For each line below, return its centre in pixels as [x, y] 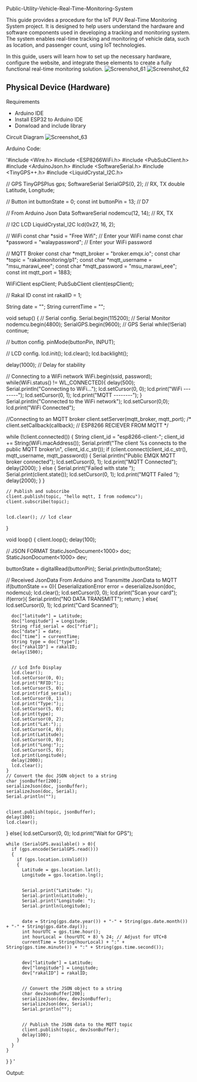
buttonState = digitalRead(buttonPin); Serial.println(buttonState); [84, 568]
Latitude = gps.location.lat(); [61, 870]
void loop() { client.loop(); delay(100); [51, 540]
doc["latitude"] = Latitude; [47, 616]
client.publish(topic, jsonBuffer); [51, 812]
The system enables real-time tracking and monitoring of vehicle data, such [98, 39]
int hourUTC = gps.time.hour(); [61, 932]
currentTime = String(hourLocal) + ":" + [73, 942]
